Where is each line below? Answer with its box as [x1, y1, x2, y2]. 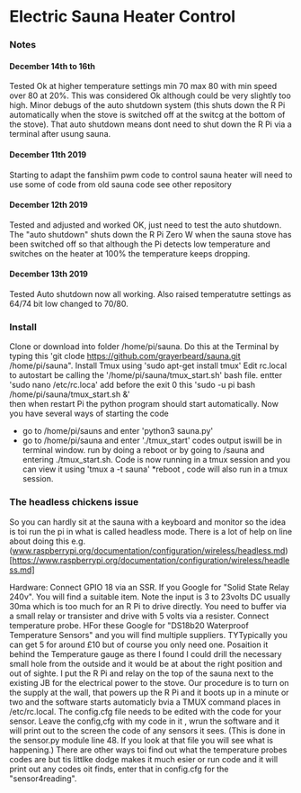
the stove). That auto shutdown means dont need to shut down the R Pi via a [9, 119, 292, 130]
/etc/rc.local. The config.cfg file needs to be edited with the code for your [9, 706, 282, 716]
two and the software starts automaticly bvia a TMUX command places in [9, 696, 281, 707]
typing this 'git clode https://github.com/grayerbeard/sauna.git [9, 351, 241, 362]
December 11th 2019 [9, 149, 87, 159]
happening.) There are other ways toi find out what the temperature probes [9, 744, 288, 755]
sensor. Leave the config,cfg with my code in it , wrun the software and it [9, 716, 280, 726]
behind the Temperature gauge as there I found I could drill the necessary [9, 648, 282, 659]
